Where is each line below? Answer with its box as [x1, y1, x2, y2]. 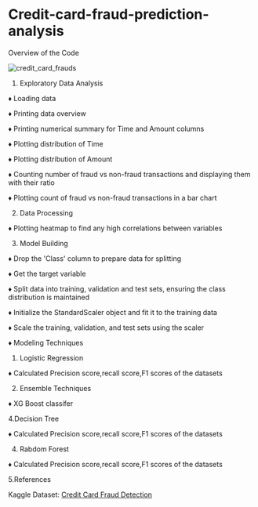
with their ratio [8, 178, 55, 187]
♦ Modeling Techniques [8, 338, 84, 347]
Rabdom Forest [19, 444, 69, 454]
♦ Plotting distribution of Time [8, 139, 104, 148]
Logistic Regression [19, 353, 84, 362]
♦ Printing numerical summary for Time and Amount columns [8, 124, 205, 133]
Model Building [19, 238, 68, 248]
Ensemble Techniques [19, 383, 92, 393]
